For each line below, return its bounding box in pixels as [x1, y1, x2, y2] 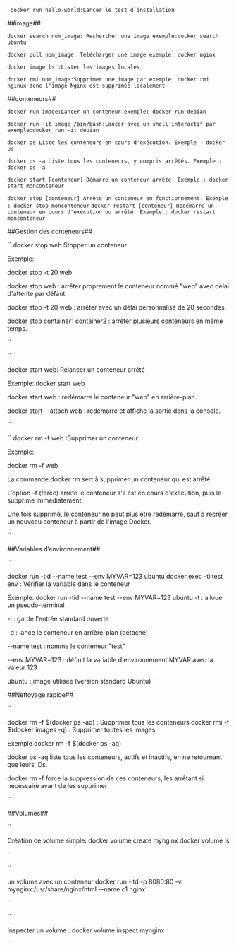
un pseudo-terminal [7, 601, 65, 609]
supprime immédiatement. [7, 496, 83, 505]
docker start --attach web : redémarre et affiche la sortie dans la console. [7, 406, 221, 415]
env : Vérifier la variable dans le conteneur [7, 580, 130, 588]
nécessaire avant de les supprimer [7, 782, 108, 790]
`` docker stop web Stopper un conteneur [7, 241, 128, 249]
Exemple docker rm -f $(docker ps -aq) [7, 739, 122, 747]
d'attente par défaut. [7, 290, 67, 298]
